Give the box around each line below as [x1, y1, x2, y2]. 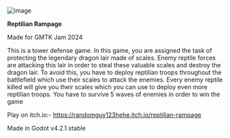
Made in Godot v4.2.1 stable [7, 124, 86, 132]
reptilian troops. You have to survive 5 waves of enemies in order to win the [7, 90, 221, 98]
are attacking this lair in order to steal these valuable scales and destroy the [7, 61, 221, 69]
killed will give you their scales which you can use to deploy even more [7, 83, 208, 91]
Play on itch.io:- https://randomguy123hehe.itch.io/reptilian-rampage [7, 111, 202, 119]
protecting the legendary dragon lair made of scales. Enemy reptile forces [7, 54, 216, 62]
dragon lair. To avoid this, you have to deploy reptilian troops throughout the [7, 69, 222, 76]
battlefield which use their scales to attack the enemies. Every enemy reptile [7, 76, 223, 84]
